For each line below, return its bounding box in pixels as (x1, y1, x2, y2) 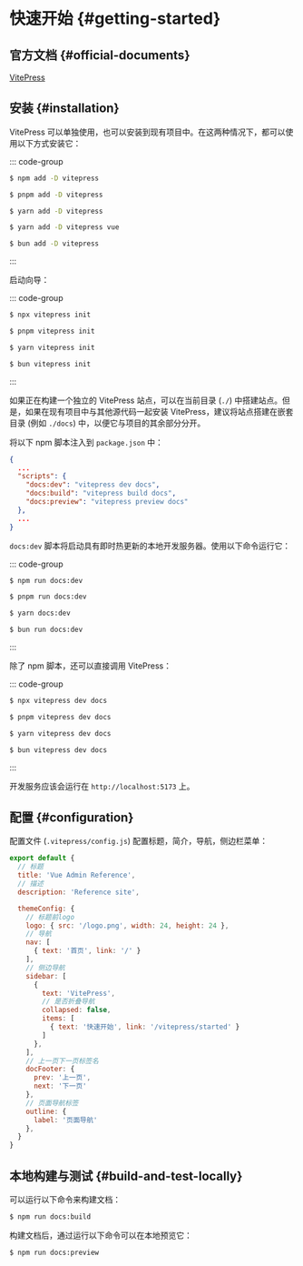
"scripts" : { (17, 472, 67, 481)
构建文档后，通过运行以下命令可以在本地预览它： (9, 1230, 192, 1241)
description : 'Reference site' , (17, 888, 141, 897)
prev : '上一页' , (33, 1073, 92, 1082)
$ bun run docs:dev (9, 625, 83, 635)
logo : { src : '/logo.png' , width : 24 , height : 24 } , (25, 920, 230, 930)
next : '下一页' (33, 1081, 87, 1091)
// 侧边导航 (25, 963, 65, 972)
